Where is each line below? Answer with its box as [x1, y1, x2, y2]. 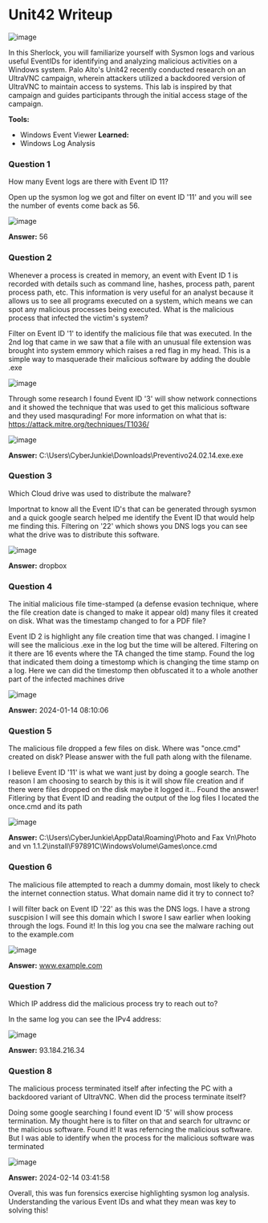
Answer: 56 [8, 232, 48, 242]
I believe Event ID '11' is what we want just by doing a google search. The [8, 768, 250, 778]
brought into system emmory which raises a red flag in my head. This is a [8, 345, 251, 355]
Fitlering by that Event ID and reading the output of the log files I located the [8, 793, 259, 803]
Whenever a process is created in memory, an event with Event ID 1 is [8, 270, 238, 280]
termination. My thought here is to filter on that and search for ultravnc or [8, 1116, 250, 1126]
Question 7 [8, 981, 52, 992]
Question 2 [8, 252, 52, 263]
